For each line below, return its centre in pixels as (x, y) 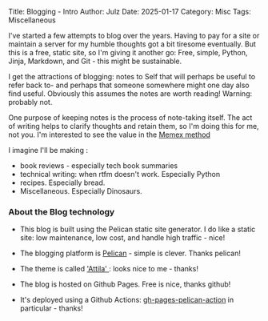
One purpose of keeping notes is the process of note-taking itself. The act (130, 118)
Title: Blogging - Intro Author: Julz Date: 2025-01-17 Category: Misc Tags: (130, 12)
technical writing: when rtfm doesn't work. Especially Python (120, 174)
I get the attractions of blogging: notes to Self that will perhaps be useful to (132, 76)
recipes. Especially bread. (62, 183)
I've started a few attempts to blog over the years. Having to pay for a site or (134, 36)
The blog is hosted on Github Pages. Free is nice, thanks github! (125, 284)
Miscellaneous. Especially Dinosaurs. (81, 191)
